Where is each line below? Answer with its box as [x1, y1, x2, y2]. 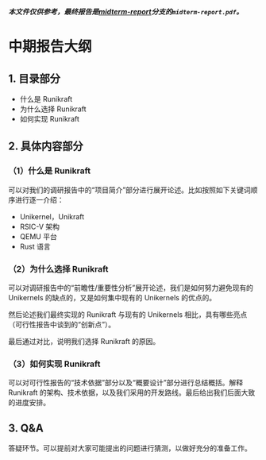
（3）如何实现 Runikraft [8, 358, 101, 369]
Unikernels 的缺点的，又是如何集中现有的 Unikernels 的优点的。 [8, 292, 217, 302]
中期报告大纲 [8, 38, 93, 56]
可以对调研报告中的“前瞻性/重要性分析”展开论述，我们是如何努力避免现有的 [8, 283, 254, 292]
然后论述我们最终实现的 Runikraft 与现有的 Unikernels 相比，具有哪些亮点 [8, 309, 248, 319]
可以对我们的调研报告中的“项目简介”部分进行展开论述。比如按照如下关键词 [8, 185, 252, 195]
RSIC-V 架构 [19, 222, 60, 231]
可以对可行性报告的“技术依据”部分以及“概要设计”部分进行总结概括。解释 [8, 378, 244, 388]
